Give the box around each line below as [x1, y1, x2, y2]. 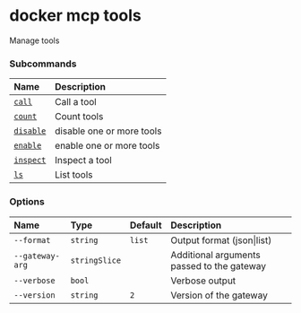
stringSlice [70, 255, 122, 265]
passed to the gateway [170, 259, 267, 272]
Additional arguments [170, 248, 262, 261]
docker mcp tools [9, 5, 142, 26]
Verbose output [170, 274, 236, 287]
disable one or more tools [55, 125, 162, 137]
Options [9, 196, 45, 208]
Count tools [55, 110, 104, 123]
